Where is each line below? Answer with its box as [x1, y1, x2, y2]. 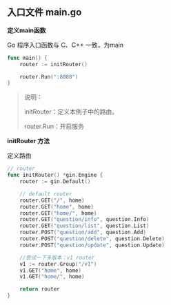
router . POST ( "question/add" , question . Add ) [19, 229, 147, 236]
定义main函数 [7, 26, 46, 34]
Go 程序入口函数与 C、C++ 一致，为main [7, 41, 124, 49]
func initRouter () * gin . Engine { [7, 171, 103, 179]
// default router [19, 190, 72, 198]
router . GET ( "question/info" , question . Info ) [19, 216, 150, 223]
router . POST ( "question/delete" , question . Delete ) [19, 235, 165, 242]
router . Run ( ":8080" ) [19, 73, 79, 81]
